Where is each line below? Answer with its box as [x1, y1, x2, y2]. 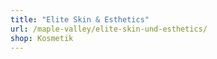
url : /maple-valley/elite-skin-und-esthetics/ [10, 24, 208, 34]
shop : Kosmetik [10, 33, 74, 43]
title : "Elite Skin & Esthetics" [10, 14, 150, 25]
